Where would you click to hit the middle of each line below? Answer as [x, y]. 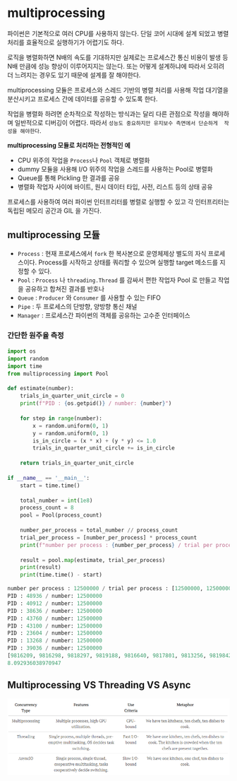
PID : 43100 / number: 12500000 [55, 626]
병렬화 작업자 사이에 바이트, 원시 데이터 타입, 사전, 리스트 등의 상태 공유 [115, 187]
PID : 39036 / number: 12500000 [55, 648]
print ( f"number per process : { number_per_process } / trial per [116, 545]
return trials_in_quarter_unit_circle [77, 463]
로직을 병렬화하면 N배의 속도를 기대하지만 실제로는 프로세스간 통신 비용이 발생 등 [118, 57]
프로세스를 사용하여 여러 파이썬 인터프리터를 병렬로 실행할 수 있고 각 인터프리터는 [119, 201]
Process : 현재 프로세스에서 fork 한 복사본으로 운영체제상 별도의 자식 [112, 253]
